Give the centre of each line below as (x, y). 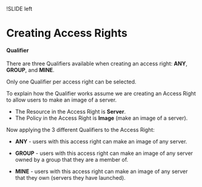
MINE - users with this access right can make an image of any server (101, 171)
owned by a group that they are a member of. (72, 160)
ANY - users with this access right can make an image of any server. (101, 142)
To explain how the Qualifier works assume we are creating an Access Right (101, 94)
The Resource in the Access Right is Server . (70, 112)
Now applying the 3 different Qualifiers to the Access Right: (80, 130)
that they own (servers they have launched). (70, 178)
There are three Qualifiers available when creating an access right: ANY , (97, 64)
